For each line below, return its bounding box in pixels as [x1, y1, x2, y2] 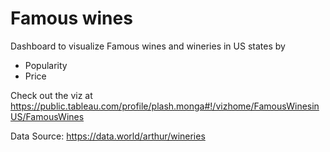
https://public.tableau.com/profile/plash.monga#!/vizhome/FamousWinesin [10, 100, 320, 112]
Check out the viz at [10, 89, 93, 101]
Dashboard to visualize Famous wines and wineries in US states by [10, 40, 286, 52]
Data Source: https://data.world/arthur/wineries [10, 130, 206, 142]
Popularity [24, 59, 68, 71]
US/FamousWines [10, 110, 85, 122]
